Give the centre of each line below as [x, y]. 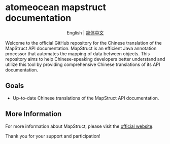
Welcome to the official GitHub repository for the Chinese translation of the [83, 43]
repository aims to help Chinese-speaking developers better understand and [85, 59]
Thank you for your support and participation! [53, 136]
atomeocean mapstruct [56, 7]
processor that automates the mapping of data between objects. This [78, 53]
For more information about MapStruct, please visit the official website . [79, 126]
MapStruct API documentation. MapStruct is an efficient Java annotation [81, 48]
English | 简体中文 [85, 32]
